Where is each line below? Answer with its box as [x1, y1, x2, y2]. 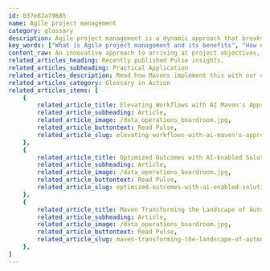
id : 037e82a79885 [8, 11, 67, 20]
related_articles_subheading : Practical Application [8, 64, 189, 72]
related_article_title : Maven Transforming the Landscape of [37, 205, 247, 213]
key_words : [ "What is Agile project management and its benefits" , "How [8, 42, 257, 50]
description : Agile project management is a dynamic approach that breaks [8, 34, 264, 42]
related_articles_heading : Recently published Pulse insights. [8, 57, 225, 65]
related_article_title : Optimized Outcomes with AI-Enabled [37, 153, 243, 161]
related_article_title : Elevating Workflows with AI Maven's [37, 101, 247, 109]
